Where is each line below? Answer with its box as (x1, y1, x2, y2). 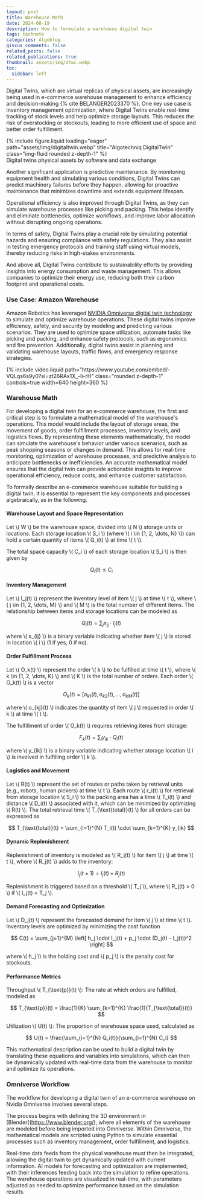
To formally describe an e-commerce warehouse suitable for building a (6, 483, 183, 490)
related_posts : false (6, 48, 61, 54)
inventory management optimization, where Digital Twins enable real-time (6, 106, 190, 114)
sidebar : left (11, 71, 47, 77)
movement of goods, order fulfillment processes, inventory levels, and (6, 426, 181, 434)
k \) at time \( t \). (6, 710, 49, 717)
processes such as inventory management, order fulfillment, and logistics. (6, 1138, 191, 1145)
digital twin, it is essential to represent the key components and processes (6, 490, 191, 497)
